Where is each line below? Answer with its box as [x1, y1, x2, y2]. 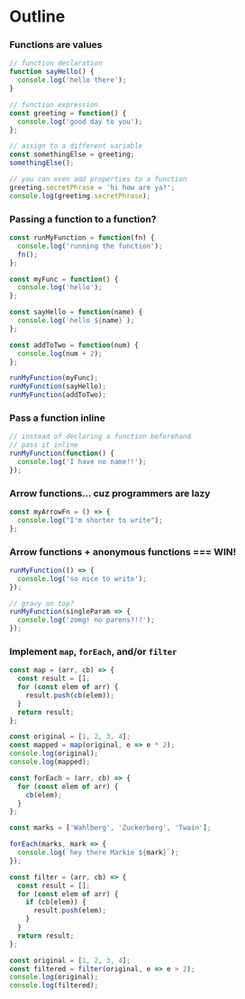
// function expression [9, 100, 99, 109]
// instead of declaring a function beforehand [9, 432, 192, 441]
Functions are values [9, 39, 103, 51]
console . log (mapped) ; [9, 758, 91, 767]
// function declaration [9, 59, 103, 68]
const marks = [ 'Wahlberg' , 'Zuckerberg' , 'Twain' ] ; [9, 823, 212, 832]
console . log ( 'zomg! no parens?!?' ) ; [17, 615, 155, 625]
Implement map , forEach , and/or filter [9, 645, 177, 658]
